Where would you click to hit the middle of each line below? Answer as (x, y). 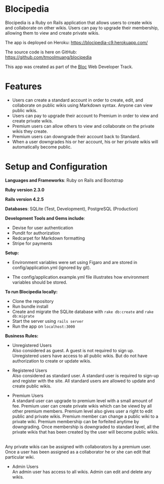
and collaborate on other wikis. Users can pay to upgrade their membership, (82, 27)
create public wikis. (32, 386)
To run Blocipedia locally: (31, 291)
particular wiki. (20, 457)
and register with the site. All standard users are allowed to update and (83, 381)
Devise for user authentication (43, 228)
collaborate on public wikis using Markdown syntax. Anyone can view (82, 105)
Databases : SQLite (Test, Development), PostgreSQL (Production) (72, 209)
